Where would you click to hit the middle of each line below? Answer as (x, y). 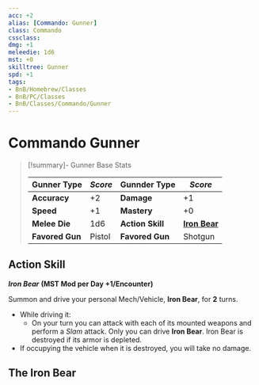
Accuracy (50, 198)
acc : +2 (21, 15)
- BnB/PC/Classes (37, 97)
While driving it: (45, 314)
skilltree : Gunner (38, 67)
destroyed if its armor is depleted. (87, 339)
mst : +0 (21, 60)
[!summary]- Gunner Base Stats (80, 165)
